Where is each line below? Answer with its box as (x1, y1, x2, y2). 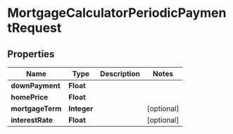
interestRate (11, 115, 53, 125)
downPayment (11, 81, 61, 90)
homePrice (11, 92, 49, 102)
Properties (7, 48, 55, 60)
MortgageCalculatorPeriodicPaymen (7, 5, 227, 21)
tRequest (7, 20, 62, 36)
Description (99, 69, 141, 78)
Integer (68, 104, 94, 114)
